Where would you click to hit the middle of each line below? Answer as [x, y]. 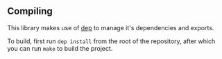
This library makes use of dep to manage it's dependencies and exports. [111, 27]
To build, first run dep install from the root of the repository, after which [111, 41]
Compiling [30, 11]
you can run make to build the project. [60, 48]
